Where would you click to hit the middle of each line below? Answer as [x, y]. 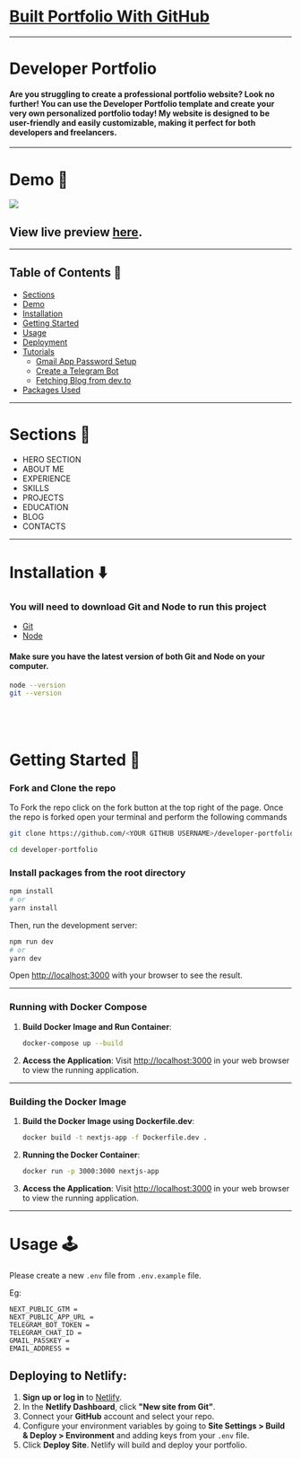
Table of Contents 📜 [65, 272]
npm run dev [31, 941]
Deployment [45, 342]
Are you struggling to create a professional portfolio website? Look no [142, 94]
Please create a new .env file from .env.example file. [105, 1275]
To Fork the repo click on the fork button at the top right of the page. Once [146, 808]
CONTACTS [44, 526]
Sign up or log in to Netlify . [72, 1397]
